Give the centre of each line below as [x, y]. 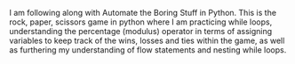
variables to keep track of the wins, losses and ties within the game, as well [147, 40]
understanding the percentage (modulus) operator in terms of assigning [141, 31]
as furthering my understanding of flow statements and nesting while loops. [148, 50]
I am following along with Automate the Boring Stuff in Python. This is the [143, 13]
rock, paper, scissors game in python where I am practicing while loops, [141, 22]
